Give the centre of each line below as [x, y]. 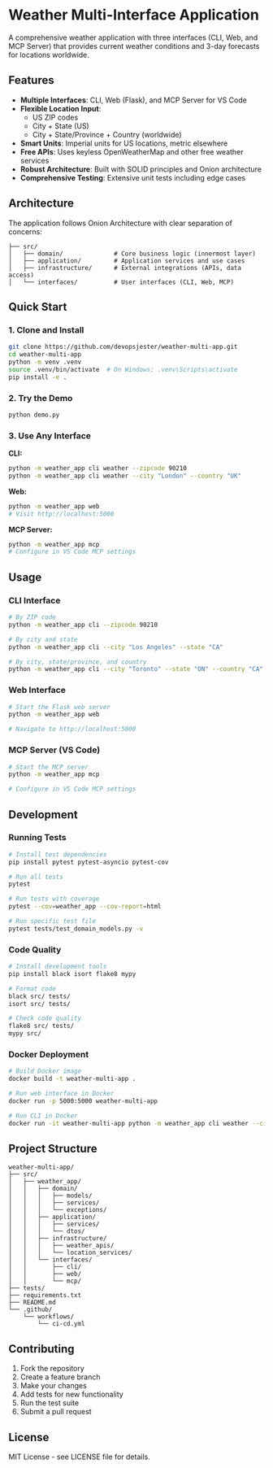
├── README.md [32, 1303]
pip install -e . [38, 377]
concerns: [26, 231]
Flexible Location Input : [61, 108]
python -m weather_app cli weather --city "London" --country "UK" [125, 476]
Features [31, 80]
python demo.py [34, 415]
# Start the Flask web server [60, 707]
